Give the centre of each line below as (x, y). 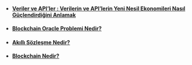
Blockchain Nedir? (35, 56)
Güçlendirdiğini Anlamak (44, 14)
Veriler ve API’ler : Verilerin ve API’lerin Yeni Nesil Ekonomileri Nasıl (99, 8)
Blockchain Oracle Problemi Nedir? (57, 29)
